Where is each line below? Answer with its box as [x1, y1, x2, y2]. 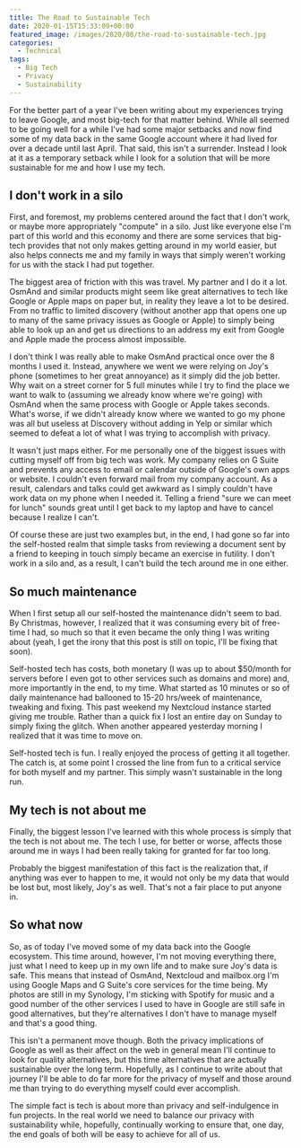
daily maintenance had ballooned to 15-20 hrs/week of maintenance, [9, 693, 262, 703]
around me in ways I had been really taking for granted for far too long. [9, 845, 271, 856]
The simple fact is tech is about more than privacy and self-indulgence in [9, 1099, 279, 1110]
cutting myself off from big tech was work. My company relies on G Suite [9, 455, 279, 465]
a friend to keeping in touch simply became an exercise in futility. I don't [9, 549, 275, 560]
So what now [9, 917, 83, 932]
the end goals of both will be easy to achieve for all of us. [9, 1128, 221, 1139]
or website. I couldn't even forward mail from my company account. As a [9, 473, 278, 485]
